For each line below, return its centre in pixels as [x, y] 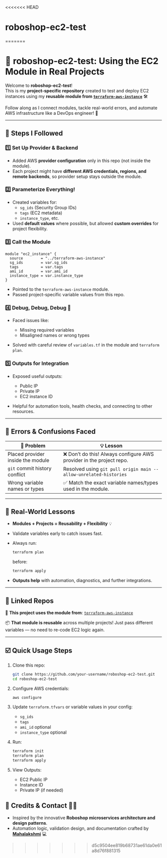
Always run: [25, 543]
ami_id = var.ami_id [39, 271]
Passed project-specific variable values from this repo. [69, 295]
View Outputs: [27, 770]
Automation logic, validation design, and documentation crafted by [81, 828]
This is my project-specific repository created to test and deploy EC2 [77, 90]
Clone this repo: [29, 665]
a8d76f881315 [106, 851]
